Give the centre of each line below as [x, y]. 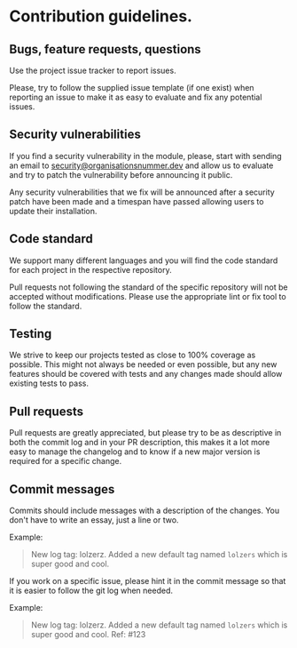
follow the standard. [46, 306]
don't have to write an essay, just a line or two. [94, 520]
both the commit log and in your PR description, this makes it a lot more [140, 443]
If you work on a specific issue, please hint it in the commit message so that [148, 581]
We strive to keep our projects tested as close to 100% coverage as [133, 355]
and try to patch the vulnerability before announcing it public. [121, 174]
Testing [31, 334]
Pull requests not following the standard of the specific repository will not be [148, 287]
